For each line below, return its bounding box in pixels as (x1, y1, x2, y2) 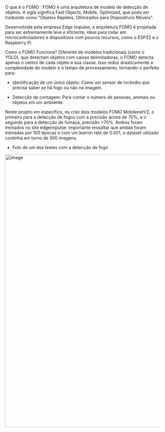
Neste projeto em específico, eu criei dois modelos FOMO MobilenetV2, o (5, 109, 155, 115)
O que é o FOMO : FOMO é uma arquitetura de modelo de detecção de (5, 4, 148, 10)
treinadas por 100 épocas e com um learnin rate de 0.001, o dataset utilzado (5, 130, 159, 135)
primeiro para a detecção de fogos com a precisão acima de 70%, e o (5, 114, 146, 120)
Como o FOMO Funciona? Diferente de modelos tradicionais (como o (5, 49, 145, 55)
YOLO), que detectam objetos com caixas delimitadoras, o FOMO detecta (5, 54, 154, 60)
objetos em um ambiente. (12, 100, 64, 105)
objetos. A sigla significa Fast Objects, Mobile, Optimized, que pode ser (5, 9, 150, 15)
